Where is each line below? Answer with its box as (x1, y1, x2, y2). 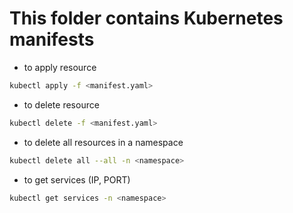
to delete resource (23, 98, 100, 111)
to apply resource (23, 61, 97, 73)
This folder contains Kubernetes (9, 7, 284, 30)
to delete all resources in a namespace (23, 136, 184, 148)
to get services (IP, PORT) (23, 173, 131, 186)
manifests (9, 28, 95, 51)
